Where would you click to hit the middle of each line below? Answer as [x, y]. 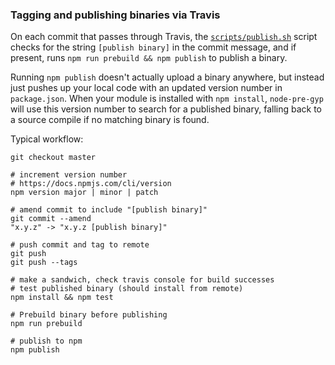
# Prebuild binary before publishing [89, 315]
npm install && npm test [62, 298]
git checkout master [53, 158]
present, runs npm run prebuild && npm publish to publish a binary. [149, 58]
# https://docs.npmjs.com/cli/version [91, 184]
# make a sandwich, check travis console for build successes [142, 280]
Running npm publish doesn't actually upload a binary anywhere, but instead [167, 77]
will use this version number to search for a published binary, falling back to [166, 109]
